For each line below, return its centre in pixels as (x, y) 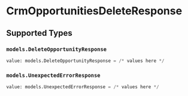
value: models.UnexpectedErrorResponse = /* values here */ (83, 87)
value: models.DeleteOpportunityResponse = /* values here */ (85, 61)
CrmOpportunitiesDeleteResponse (94, 11)
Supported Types (40, 33)
